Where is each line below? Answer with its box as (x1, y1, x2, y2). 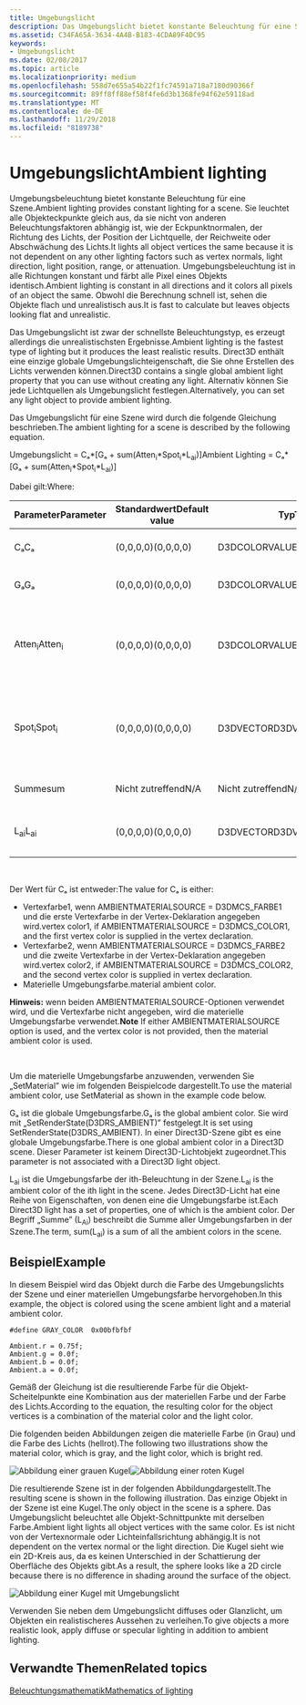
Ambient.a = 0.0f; (9, 1365, 79, 1374)
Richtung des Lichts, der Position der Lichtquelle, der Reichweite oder (9, 231, 271, 242)
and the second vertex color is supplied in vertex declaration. (22, 969, 253, 980)
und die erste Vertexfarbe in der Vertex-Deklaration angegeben (22, 910, 260, 921)
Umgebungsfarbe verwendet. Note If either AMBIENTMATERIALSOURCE (9, 1015, 280, 1026)
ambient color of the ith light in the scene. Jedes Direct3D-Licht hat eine (9, 1186, 280, 1197)
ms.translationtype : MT (9, 98, 100, 108)
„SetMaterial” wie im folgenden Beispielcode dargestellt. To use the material (9, 1080, 292, 1091)
